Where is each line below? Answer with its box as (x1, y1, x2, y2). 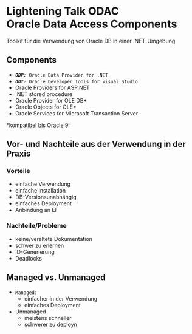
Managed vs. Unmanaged (6, 272, 106, 283)
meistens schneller (24, 314, 72, 321)
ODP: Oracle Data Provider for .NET (15, 72, 108, 78)
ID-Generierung (15, 248, 55, 256)
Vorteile (6, 167, 30, 176)
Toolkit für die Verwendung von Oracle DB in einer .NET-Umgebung (6, 37, 176, 44)
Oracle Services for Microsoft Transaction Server (15, 109, 139, 117)
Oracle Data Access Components (6, 17, 177, 31)
